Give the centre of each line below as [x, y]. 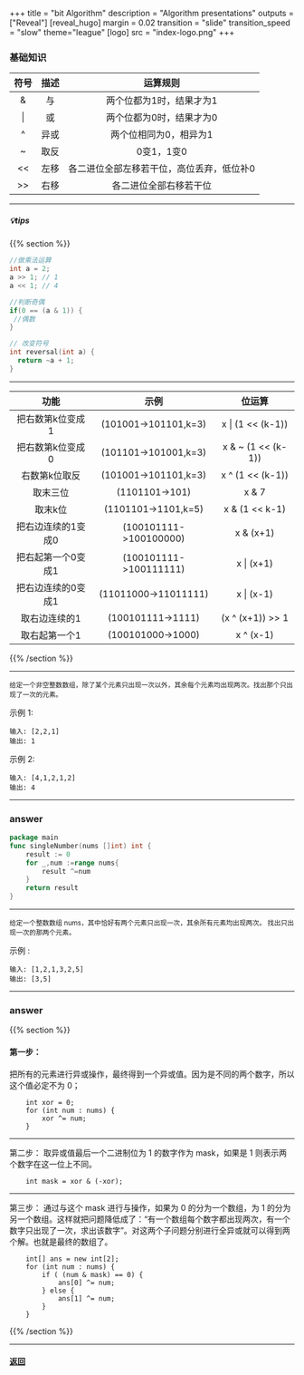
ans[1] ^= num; [86, 1298]
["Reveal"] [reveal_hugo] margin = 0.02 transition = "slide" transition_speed [150, 23]
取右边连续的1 [51, 618]
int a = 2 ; [30, 269]
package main [34, 838]
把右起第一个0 [47, 557]
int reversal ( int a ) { [52, 353]
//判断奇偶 [27, 302]
